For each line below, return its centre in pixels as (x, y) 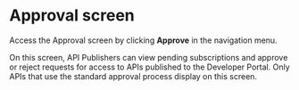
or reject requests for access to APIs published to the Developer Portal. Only (149, 67)
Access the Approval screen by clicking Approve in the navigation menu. (144, 40)
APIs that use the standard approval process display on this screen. (133, 76)
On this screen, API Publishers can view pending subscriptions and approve (149, 57)
